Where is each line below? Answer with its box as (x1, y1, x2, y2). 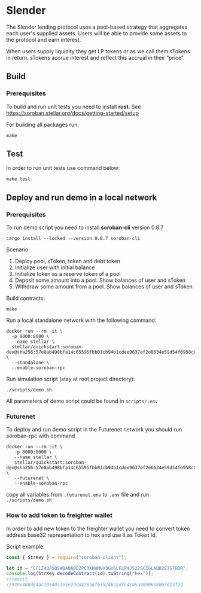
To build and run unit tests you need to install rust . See (6, 103, 142, 110)
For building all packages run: (6, 121, 80, 128)
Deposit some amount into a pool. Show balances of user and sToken (14, 276, 186, 284)
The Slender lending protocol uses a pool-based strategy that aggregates (6, 23, 188, 31)
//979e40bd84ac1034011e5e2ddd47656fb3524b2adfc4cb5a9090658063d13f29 (6, 582, 184, 588)
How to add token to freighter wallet (6, 511, 112, 519)
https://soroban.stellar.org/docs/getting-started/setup (6, 109, 139, 117)
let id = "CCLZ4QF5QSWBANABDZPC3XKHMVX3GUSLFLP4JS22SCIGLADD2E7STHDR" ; (6, 565, 188, 571)
